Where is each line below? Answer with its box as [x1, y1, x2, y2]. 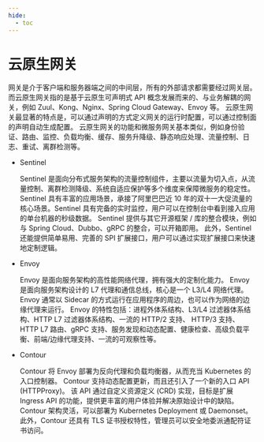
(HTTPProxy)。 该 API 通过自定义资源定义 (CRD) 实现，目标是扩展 [19, 386, 234, 395]
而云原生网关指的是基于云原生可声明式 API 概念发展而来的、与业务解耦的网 [8, 92, 251, 103]
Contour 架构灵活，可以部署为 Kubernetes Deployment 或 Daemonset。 [19, 406, 253, 415]
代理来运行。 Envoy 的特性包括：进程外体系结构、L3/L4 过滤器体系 [26, 305, 244, 314]
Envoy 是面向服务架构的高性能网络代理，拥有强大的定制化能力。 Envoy [19, 275, 250, 285]
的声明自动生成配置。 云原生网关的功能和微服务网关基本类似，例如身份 [8, 122, 238, 132]
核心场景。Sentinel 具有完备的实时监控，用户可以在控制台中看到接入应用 [19, 204, 255, 213]
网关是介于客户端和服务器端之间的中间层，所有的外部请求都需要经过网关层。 [8, 83, 257, 92]
